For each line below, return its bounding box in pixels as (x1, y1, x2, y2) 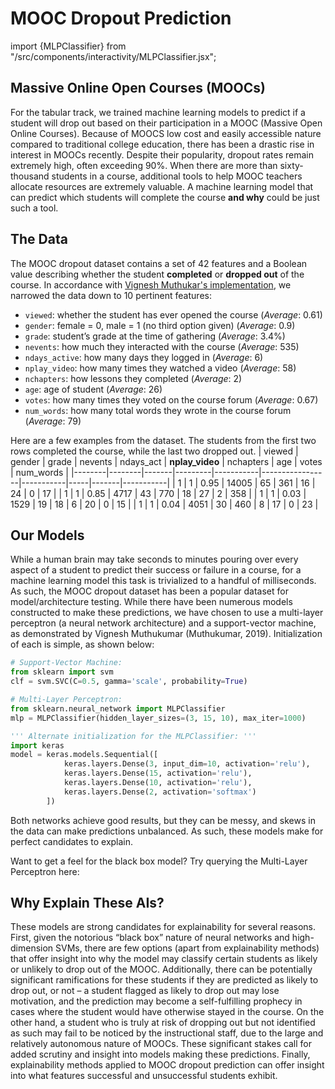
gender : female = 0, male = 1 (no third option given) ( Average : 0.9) (24, 319, 296, 331)
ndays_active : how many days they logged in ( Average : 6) (24, 351, 264, 363)
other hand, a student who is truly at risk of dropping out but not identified (10, 1017, 316, 1029)
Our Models (10, 527, 85, 544)
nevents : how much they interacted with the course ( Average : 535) (24, 340, 300, 352)
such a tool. (10, 202, 59, 214)
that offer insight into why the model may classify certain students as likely (10, 953, 318, 965)
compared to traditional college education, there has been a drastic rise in (10, 138, 315, 150)
